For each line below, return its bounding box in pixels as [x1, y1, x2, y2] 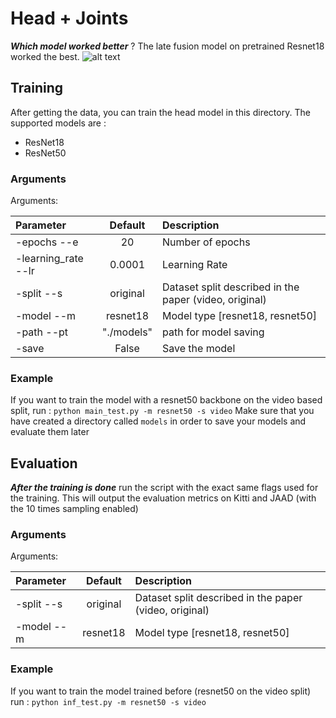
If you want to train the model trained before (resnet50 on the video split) [10, 685, 312, 697]
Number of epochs [162, 235, 251, 249]
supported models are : [10, 117, 107, 129]
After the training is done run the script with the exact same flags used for [10, 482, 319, 494]
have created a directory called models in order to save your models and [10, 415, 307, 427]
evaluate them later [10, 426, 90, 438]
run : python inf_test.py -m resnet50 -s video [10, 695, 207, 707]
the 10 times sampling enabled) [10, 503, 139, 515]
